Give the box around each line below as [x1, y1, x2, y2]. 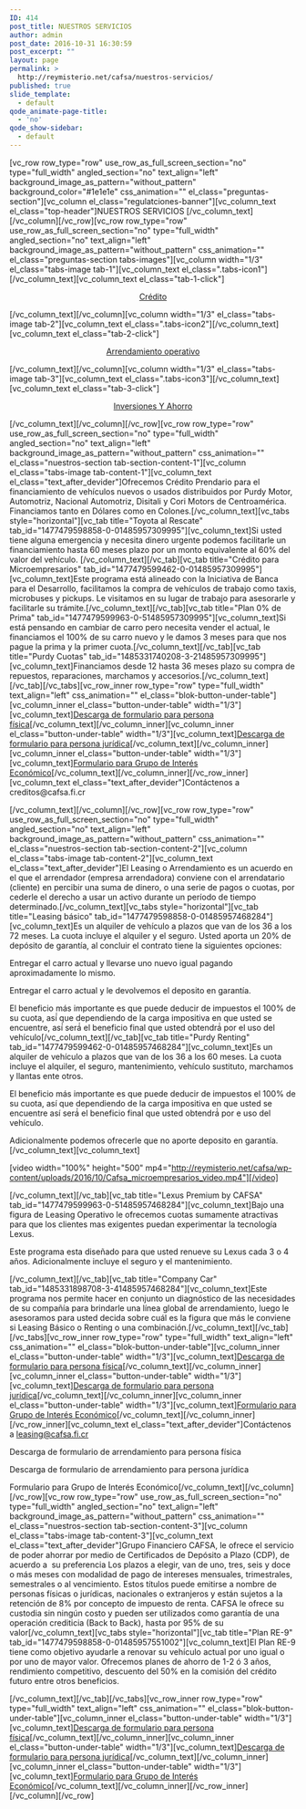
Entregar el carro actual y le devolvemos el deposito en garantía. [9, 984, 252, 995]
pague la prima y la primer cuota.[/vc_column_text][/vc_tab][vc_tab [9, 640, 261, 652]
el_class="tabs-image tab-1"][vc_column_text [9, 264, 180, 275]
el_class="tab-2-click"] [72, 327, 159, 338]
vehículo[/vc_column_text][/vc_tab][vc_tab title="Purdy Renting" [9, 1032, 250, 1043]
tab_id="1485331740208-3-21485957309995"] [88, 650, 267, 661]
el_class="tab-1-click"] [138, 273, 225, 284]
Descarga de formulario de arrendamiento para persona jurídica [9, 1463, 250, 1474]
